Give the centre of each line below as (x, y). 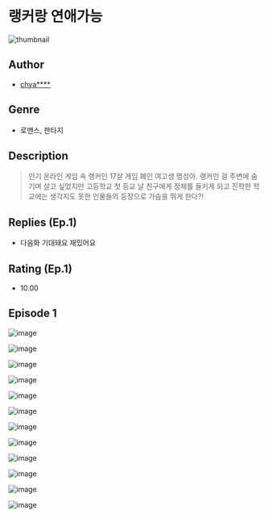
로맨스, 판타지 (42, 130)
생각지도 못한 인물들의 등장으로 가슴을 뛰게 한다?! (126, 196)
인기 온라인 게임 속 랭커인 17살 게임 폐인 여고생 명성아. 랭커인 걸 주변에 (138, 176)
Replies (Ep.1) (43, 222)
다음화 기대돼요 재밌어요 (58, 243)
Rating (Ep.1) (40, 268)
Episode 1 (33, 313)
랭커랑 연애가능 (56, 17)
